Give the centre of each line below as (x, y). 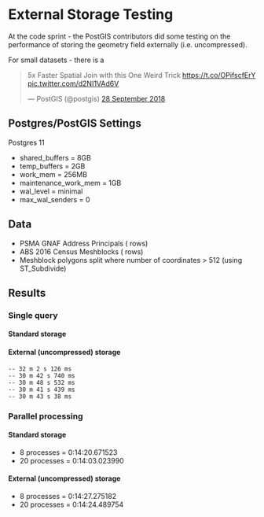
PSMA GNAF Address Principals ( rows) (84, 243)
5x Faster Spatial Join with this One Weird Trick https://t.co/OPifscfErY (141, 75)
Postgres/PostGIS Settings (75, 124)
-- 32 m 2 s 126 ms (40, 369)
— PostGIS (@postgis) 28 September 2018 (96, 98)
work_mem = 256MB (53, 174)
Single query (33, 315)
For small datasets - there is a (56, 60)
